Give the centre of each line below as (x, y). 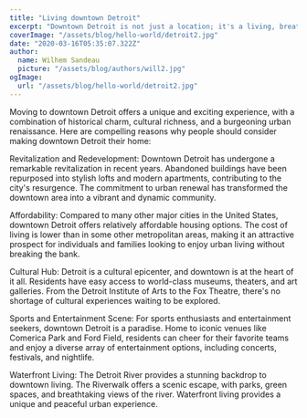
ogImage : (26, 78)
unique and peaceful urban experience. (84, 403)
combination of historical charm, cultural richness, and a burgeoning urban (150, 121)
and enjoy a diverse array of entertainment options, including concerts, (143, 347)
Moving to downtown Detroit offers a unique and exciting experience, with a (152, 111)
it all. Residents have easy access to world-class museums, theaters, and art (153, 281)
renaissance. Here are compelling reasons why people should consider (143, 131)
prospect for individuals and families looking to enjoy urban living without (147, 244)
